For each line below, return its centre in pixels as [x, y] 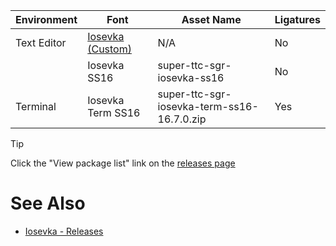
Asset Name [211, 19]
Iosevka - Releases [64, 231]
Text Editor [41, 42]
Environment [46, 19]
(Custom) [109, 49]
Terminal [36, 106]
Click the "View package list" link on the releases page [123, 163]
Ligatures [297, 19]
